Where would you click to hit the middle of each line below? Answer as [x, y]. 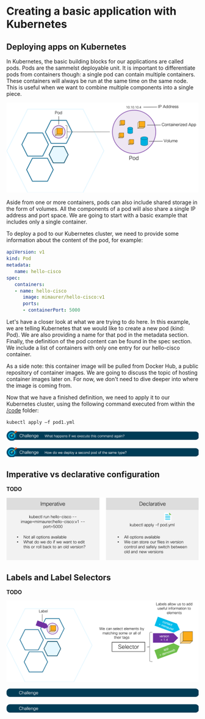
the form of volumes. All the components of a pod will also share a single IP [101, 209]
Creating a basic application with [92, 11]
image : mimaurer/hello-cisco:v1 [63, 297]
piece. [14, 94]
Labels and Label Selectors [59, 578]
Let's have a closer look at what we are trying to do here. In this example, [98, 322]
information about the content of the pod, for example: [75, 240]
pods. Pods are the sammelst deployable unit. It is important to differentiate [101, 68]
